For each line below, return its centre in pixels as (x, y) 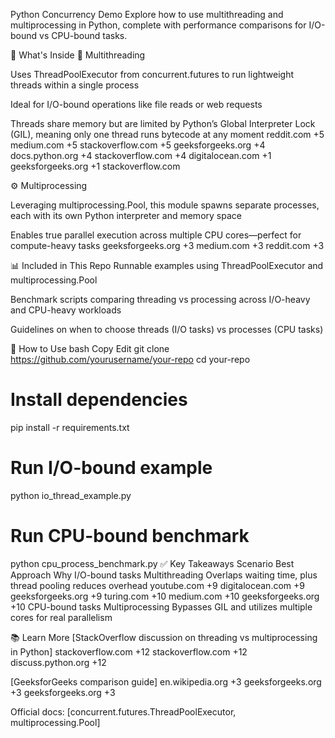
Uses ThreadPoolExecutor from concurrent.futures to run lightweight (152, 74)
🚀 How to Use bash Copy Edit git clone (90, 348)
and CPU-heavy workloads (66, 310)
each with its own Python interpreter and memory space (126, 215)
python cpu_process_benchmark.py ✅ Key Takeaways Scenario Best (152, 563)
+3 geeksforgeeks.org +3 (63, 692)
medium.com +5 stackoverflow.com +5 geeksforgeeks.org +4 (138, 145)
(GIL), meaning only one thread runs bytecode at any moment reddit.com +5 (167, 134)
